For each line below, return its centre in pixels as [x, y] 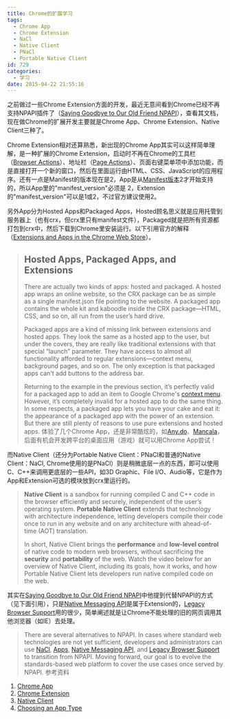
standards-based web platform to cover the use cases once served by [123, 664]
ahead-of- [197, 524]
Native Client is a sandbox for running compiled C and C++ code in [119, 494]
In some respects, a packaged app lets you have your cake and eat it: [122, 409]
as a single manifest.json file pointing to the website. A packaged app [122, 301]
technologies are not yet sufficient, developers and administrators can [123, 642]
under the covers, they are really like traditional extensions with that [120, 344]
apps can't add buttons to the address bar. [84, 374]
